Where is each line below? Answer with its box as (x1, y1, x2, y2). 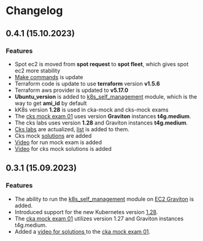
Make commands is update (14, 73, 83, 80)
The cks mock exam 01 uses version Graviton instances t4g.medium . (14, 112, 191, 120)
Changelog (6, 4, 63, 18)
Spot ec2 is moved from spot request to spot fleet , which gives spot (14, 60, 189, 67)
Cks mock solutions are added (14, 132, 92, 139)
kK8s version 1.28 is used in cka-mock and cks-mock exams (14, 105, 169, 113)
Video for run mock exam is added (14, 139, 102, 146)
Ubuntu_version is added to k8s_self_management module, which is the (14, 93, 197, 100)
